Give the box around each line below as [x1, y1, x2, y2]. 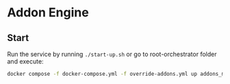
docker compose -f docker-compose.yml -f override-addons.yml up [7, 70, 197, 77]
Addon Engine [7, 5, 89, 20]
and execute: [7, 57, 44, 66]
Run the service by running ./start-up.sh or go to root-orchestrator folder [7, 50, 217, 58]
